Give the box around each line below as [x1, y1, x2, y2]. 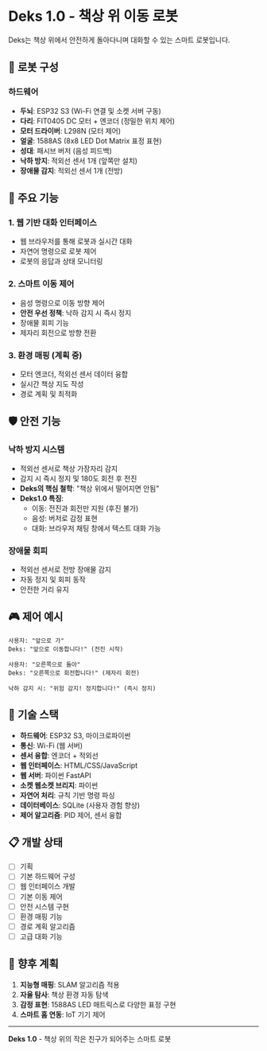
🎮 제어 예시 [8, 610, 64, 624]
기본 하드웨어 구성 [19, 872, 75, 882]
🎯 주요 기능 [8, 192, 60, 205]
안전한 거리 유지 [19, 584, 69, 594]
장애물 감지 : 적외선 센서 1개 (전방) [19, 165, 123, 175]
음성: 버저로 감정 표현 [31, 513, 98, 523]
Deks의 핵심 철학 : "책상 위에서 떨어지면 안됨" [19, 483, 160, 493]
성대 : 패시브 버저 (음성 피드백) [19, 146, 113, 155]
